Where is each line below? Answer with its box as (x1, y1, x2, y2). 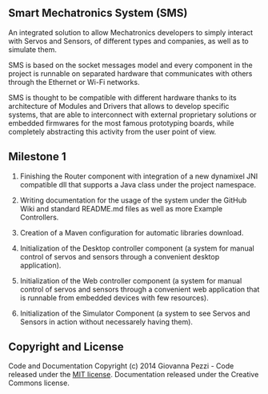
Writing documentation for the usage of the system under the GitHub (19, 195, 247, 205)
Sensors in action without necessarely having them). (19, 316, 194, 327)
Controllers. (19, 212, 59, 222)
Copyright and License (8, 340, 124, 354)
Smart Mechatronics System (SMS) (8, 6, 188, 20)
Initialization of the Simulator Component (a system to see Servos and (19, 308, 250, 318)
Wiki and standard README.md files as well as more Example (19, 203, 222, 213)
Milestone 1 (8, 150, 66, 163)
